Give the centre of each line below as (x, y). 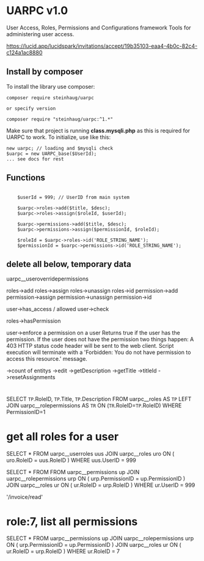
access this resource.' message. (47, 359)
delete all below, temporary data (69, 264)
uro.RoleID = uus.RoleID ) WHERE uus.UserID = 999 (71, 460)
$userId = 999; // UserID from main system (74, 197)
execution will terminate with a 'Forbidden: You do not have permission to (99, 352)
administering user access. (40, 34)
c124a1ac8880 (24, 52)
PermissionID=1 (26, 412)
